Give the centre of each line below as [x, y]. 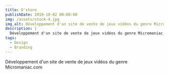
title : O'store [21, 10]
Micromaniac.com [24, 67]
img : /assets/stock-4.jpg [32, 19]
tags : [11, 38]
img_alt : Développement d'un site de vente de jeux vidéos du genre [78, 24]
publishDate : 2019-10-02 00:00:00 [41, 15]
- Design [19, 43]
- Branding [21, 47]
